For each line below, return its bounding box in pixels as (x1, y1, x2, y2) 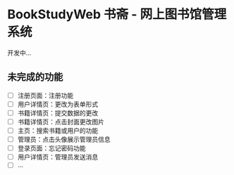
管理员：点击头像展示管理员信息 (17, 135, 111, 144)
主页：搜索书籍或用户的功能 (17, 127, 99, 134)
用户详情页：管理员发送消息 (17, 153, 99, 162)
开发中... (7, 48, 32, 57)
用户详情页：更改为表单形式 (17, 100, 99, 108)
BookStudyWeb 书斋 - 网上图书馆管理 (7, 6, 227, 22)
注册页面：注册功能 (17, 91, 74, 99)
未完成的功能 (7, 71, 63, 83)
